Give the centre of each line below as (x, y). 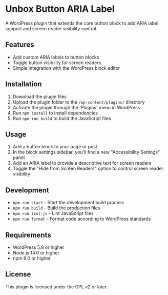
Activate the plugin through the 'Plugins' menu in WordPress (76, 107)
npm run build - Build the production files (56, 208)
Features (20, 45)
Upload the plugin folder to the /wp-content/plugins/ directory (79, 102)
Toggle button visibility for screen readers (57, 63)
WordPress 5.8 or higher (38, 247)
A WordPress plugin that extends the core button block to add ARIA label (82, 23)
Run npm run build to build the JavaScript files (62, 118)
